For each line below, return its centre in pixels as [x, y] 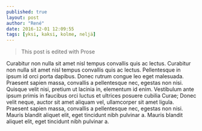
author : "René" [25, 23]
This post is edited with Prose [58, 52]
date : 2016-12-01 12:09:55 [40, 29]
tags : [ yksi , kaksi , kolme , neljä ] [51, 35]
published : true [27, 12]
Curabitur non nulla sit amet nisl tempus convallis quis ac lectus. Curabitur [99, 64]
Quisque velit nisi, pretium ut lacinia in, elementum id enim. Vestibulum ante [100, 89]
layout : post [23, 18]
